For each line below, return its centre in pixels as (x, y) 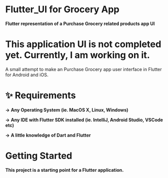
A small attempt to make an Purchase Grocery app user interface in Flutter (84, 69)
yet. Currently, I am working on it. (78, 55)
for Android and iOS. (27, 75)
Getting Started (39, 156)
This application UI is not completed (83, 44)
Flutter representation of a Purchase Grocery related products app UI (80, 24)
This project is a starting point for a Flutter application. (65, 170)
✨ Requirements (40, 95)
